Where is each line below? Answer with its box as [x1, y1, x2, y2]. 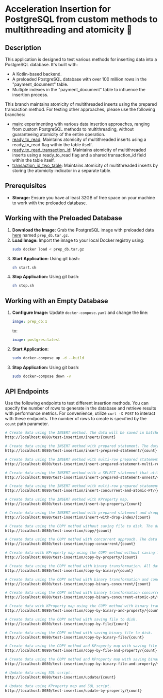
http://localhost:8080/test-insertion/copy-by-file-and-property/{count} [5, 648, 158, 653]
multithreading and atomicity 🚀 [5, 24, 132, 35]
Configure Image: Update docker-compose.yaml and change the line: [12, 310, 149, 315]
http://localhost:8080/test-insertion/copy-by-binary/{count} [5, 568, 133, 573]
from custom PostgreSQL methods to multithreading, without [12, 126, 134, 132]
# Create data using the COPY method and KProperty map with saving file [5, 643, 158, 649]
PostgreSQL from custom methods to [5, 14, 158, 25]
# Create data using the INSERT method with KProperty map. [5, 497, 130, 502]
